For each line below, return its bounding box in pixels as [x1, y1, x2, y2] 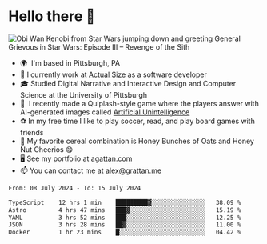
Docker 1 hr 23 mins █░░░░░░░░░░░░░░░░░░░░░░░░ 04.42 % [8, 228, 241, 237]
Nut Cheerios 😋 [19, 144, 74, 154]
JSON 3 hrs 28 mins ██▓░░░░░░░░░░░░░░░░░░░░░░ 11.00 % [8, 221, 241, 229]
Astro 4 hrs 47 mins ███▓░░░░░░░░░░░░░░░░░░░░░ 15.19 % [8, 206, 241, 214]
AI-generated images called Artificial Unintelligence [19, 107, 190, 117]
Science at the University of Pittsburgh [19, 90, 148, 99]
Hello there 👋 [8, 7, 96, 26]
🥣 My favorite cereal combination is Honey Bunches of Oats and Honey [19, 136, 254, 146]
